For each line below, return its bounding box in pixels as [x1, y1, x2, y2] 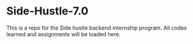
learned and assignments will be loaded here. [6, 30, 121, 37]
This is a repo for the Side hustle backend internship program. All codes [6, 24, 188, 31]
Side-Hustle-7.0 [6, 4, 89, 18]
